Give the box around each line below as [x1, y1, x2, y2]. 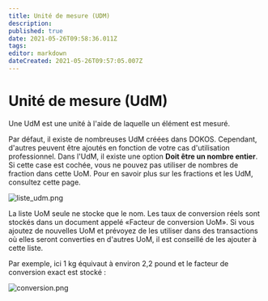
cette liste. [8, 243, 44, 252]
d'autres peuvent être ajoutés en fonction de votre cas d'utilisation [8, 142, 231, 152]
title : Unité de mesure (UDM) [8, 11, 111, 20]
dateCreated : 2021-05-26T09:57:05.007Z [8, 57, 143, 66]
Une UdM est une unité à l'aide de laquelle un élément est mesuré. [8, 118, 231, 128]
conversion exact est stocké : [8, 267, 107, 277]
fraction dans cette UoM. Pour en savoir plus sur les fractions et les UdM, [8, 168, 253, 178]
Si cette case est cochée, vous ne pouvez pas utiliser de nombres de [8, 159, 239, 170]
